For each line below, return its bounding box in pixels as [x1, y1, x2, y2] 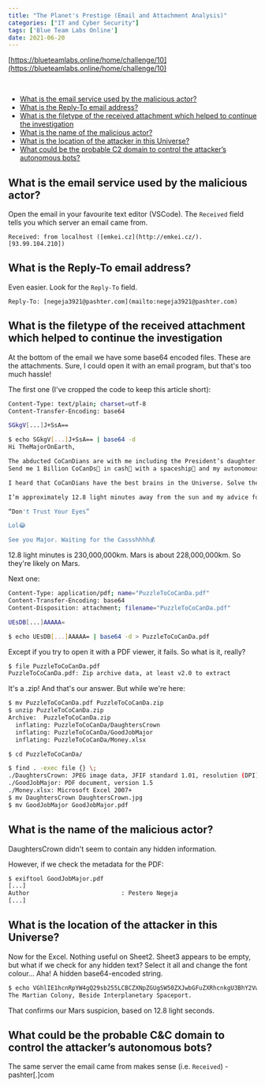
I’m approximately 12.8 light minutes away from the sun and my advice [8, 493, 248, 501]
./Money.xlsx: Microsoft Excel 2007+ [8, 787, 132, 794]
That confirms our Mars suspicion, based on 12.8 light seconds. [8, 1006, 215, 1015]
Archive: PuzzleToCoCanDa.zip [8, 714, 111, 722]
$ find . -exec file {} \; [8, 764, 97, 772]
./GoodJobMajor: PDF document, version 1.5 [8, 779, 154, 787]
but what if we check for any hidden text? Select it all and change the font [8, 960, 248, 969]
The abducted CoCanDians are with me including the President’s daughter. [8, 458, 259, 466]
